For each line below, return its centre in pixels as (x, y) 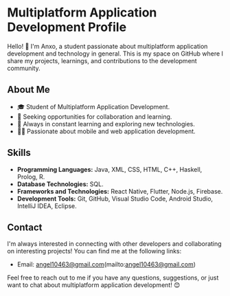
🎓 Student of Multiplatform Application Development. (93, 106)
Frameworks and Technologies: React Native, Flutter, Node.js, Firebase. (120, 191)
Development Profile (67, 27)
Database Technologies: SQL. (60, 184)
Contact (25, 227)
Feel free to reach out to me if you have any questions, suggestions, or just (113, 278)
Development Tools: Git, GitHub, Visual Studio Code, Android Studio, (115, 198)
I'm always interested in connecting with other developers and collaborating (114, 244)
